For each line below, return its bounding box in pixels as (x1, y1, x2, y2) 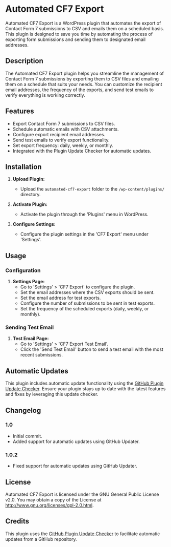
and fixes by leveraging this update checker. (5, 391, 99, 397)
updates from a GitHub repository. (5, 536, 77, 542)
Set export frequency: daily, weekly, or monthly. (12, 142, 113, 149)
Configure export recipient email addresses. (12, 131, 106, 137)
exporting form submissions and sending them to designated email (5, 36, 146, 43)
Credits (5, 517, 30, 525)
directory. (20, 192, 41, 198)
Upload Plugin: (12, 176, 45, 182)
